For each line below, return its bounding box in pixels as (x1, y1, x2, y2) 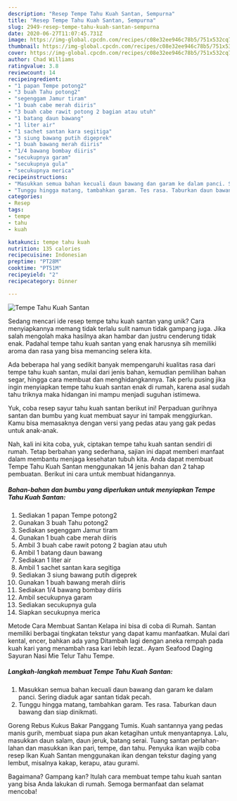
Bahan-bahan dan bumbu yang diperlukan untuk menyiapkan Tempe (8, 486, 215, 494)
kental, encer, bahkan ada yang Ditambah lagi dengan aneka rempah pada (8, 637, 224, 645)
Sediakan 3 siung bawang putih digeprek (18, 571, 137, 579)
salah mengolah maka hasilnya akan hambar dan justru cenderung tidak (8, 332, 217, 340)
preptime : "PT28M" (8, 258, 62, 266)
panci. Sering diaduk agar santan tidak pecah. (18, 693, 152, 701)
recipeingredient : (8, 75, 62, 83)
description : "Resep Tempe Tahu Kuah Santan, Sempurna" (8, 10, 175, 18)
